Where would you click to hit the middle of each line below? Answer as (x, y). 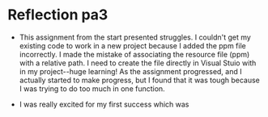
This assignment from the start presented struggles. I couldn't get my (135, 37)
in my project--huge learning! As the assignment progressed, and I (130, 71)
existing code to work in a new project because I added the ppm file (132, 45)
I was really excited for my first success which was (104, 104)
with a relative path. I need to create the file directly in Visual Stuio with (138, 63)
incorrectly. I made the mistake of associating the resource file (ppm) (134, 54)
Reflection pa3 (58, 15)
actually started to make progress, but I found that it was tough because (140, 80)
